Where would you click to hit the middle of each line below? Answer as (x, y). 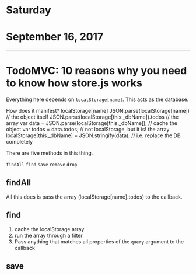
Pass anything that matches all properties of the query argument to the (99, 241)
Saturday (29, 10)
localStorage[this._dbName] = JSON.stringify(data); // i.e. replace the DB (93, 135)
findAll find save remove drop (42, 165)
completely (20, 142)
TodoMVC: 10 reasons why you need (97, 71)
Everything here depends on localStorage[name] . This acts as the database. (97, 99)
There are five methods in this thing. (50, 153)
